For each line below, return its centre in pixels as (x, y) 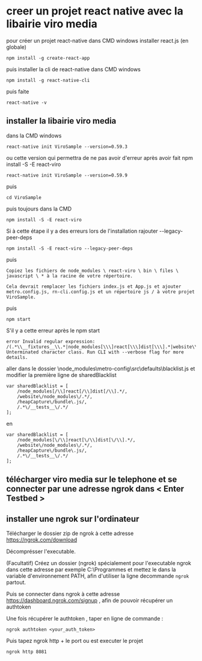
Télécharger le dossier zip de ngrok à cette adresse (70, 533)
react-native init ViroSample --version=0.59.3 (67, 147)
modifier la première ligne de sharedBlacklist (62, 375)
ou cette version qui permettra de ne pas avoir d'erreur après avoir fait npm (100, 157)
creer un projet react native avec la (95, 11)
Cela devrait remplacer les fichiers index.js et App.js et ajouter (94, 286)
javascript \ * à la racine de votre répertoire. (70, 276)
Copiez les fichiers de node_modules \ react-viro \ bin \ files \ (93, 270)
